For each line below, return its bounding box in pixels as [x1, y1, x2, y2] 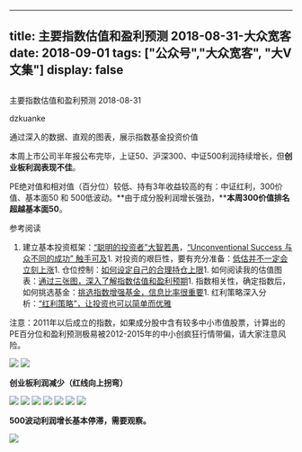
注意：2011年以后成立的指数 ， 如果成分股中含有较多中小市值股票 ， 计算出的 [9, 317, 286, 328]
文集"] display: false [9, 62, 124, 77]
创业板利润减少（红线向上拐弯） [9, 377, 128, 388]
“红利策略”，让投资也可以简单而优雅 [38, 298, 173, 309]
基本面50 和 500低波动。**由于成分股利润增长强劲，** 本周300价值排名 [24, 192, 290, 203]
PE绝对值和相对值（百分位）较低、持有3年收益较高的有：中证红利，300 [9, 181, 276, 192]
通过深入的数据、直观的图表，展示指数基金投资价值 [9, 131, 199, 142]
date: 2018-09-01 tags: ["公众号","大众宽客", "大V [9, 46, 292, 61]
